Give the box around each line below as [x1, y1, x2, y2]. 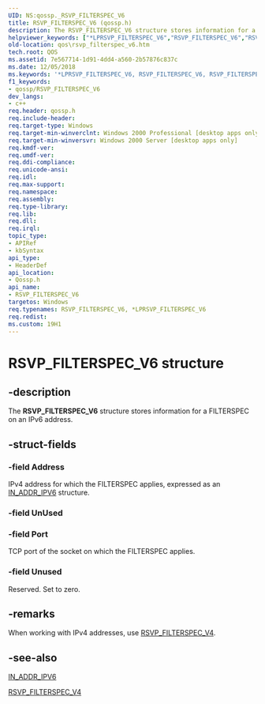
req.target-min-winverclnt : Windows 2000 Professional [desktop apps [8, 129, 242, 137]
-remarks [8, 607, 55, 620]
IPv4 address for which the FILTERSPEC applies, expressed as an [8, 480, 221, 489]
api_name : [8, 284, 41, 292]
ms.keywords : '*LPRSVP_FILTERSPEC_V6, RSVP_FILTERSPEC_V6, [8, 70, 207, 78]
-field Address [8, 461, 65, 472]
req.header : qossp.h [8, 107, 77, 115]
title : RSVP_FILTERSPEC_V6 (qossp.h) [8, 19, 132, 27]
